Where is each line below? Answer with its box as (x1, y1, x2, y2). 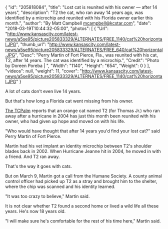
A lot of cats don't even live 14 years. (5, 88, 81, 94)
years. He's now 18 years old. (5, 208, 66, 214)
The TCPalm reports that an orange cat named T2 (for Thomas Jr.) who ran (5, 107, 160, 113)
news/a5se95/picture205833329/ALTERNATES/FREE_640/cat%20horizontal (5, 47, 163, 52)
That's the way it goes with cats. (5, 163, 72, 169)
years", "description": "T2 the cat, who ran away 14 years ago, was (5, 9, 143, 15)
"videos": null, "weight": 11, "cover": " (5, 68, 82, 74)
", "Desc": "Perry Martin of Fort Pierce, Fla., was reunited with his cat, (14, 52, 158, 58)
